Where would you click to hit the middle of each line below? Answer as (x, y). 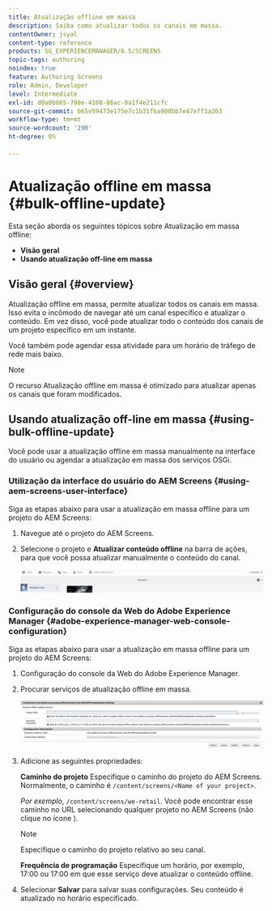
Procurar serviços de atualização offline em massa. (106, 689)
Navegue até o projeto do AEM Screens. (87, 533)
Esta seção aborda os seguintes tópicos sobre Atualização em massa (124, 226)
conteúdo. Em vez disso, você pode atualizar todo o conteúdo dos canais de (136, 321)
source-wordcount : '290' (50, 128)
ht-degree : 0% (32, 137)
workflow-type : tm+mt (45, 120)
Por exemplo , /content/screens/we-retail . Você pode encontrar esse (136, 801)
